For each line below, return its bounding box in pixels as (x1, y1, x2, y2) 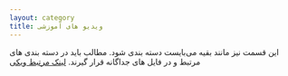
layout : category (9, 13, 75, 23)
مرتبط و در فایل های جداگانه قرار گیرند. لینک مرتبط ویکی (9, 56, 201, 67)
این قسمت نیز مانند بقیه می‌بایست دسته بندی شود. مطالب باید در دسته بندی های (9, 46, 279, 57)
